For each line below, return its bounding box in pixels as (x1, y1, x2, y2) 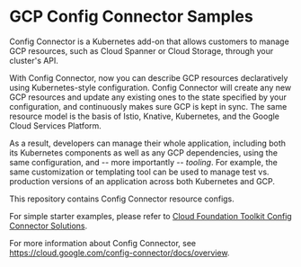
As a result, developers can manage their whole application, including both (9, 138, 286, 148)
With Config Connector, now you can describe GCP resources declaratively (9, 72, 288, 83)
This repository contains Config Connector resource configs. (9, 193, 235, 204)
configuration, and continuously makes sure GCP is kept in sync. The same (9, 101, 288, 111)
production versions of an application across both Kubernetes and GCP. (9, 175, 276, 186)
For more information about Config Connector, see (9, 237, 196, 248)
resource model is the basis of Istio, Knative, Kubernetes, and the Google (9, 111, 280, 121)
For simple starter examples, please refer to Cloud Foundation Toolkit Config (9, 210, 292, 221)
